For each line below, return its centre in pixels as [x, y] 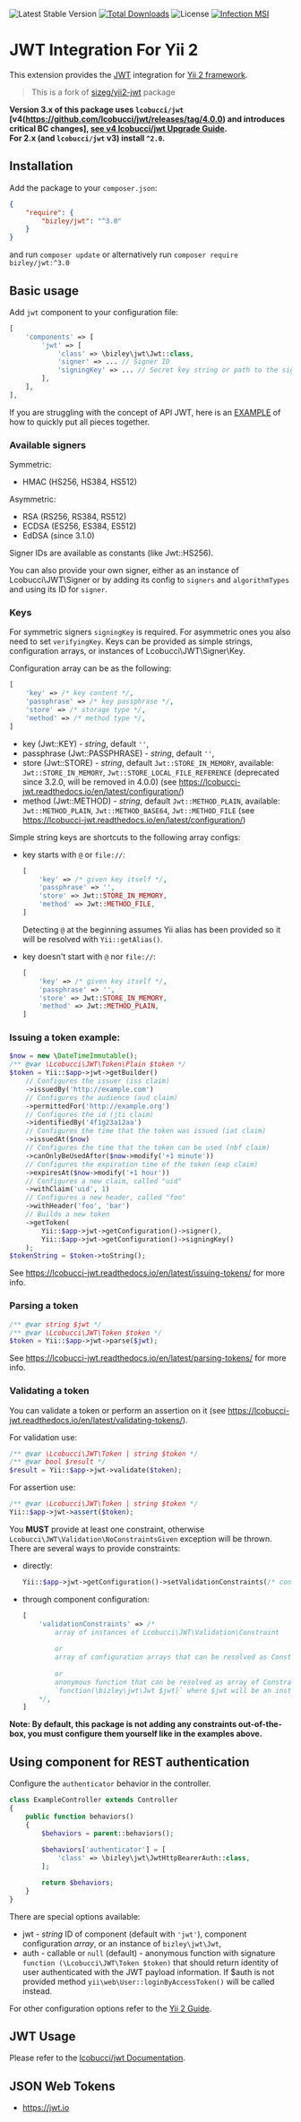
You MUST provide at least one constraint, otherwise [107, 1529]
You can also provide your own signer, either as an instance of [124, 571]
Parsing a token [44, 1306]
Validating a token [49, 1391]
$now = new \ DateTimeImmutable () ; [74, 1056]
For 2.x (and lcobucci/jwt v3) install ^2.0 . [87, 138]
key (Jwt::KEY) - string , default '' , [86, 743]
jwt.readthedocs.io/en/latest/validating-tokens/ [96, 1420]
